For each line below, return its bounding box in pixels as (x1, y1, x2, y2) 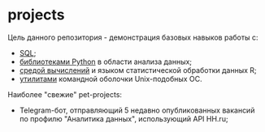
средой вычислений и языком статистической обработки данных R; (19, 65, 257, 75)
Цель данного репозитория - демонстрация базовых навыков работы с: (7, 32, 258, 42)
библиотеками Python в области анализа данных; (19, 57, 193, 66)
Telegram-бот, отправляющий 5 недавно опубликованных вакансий (19, 105, 255, 115)
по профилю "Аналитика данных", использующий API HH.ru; (19, 113, 228, 123)
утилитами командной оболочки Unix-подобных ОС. (19, 74, 202, 83)
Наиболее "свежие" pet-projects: (7, 89, 123, 99)
